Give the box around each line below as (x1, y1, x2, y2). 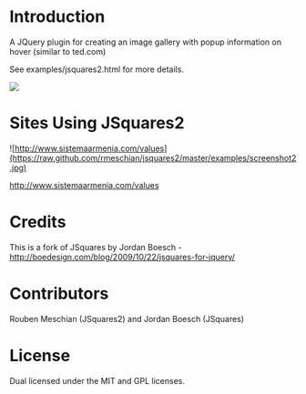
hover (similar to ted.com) (9, 45, 107, 56)
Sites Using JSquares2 (9, 113, 185, 134)
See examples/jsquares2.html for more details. (9, 64, 185, 75)
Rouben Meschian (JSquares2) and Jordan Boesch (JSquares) (9, 313, 244, 324)
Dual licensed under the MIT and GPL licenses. (9, 375, 185, 386)
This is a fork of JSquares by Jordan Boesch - (9, 241, 182, 252)
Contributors (9, 284, 109, 304)
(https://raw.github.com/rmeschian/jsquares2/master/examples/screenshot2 (9, 152, 297, 163)
